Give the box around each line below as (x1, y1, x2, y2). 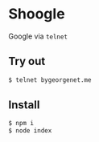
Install (8, 98, 40, 112)
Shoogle (8, 5, 66, 23)
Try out (8, 55, 46, 68)
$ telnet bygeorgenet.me (8, 75, 92, 84)
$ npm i (8, 120, 35, 128)
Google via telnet (8, 31, 68, 41)
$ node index (8, 127, 52, 135)
